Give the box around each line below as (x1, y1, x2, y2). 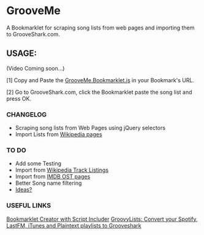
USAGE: (6, 48, 37, 59)
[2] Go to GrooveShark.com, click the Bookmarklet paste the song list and (6, 88, 192, 96)
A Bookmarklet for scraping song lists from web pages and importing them (6, 24, 195, 31)
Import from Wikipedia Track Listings (15, 166, 109, 174)
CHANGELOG (6, 110, 47, 118)
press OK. (6, 94, 32, 102)
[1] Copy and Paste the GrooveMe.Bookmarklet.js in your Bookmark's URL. (6, 76, 195, 83)
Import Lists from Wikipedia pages (15, 131, 102, 138)
